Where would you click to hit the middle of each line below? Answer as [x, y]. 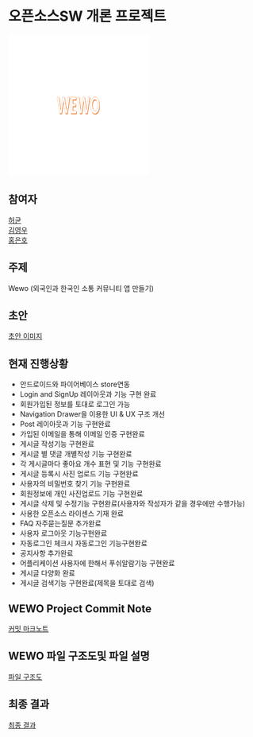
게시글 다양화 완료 [47, 573]
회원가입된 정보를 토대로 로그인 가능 [75, 404]
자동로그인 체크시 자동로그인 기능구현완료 [84, 543]
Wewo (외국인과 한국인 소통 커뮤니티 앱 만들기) [81, 288]
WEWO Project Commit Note [80, 609]
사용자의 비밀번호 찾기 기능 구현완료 [75, 484]
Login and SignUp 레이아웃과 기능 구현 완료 [88, 394]
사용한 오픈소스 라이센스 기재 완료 [72, 514]
